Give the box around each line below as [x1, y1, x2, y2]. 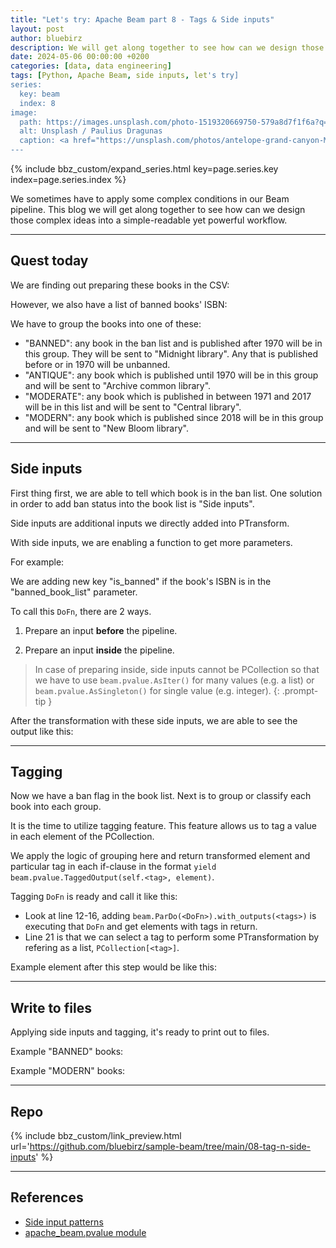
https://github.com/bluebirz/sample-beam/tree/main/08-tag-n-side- [29, 1141, 312, 1153]
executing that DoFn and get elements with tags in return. [24, 921, 258, 933]
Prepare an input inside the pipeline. [24, 644, 175, 656]
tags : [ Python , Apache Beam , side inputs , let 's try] [10, 71, 240, 81]
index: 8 [19, 98, 56, 108]
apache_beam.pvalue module [24, 1226, 147, 1238]
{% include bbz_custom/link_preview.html [10, 1130, 182, 1142]
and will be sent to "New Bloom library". [24, 422, 189, 434]
